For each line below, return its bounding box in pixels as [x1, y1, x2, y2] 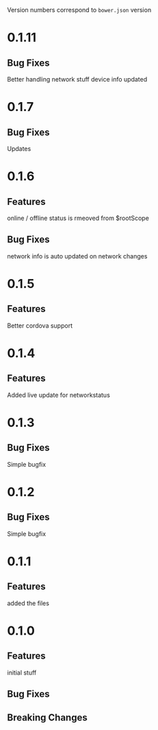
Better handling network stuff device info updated [7, 75, 148, 83]
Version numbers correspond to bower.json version [7, 6, 152, 14]
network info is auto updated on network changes [7, 252, 148, 260]
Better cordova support [7, 321, 73, 330]
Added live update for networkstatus [7, 391, 111, 399]
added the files [7, 599, 50, 607]
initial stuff [7, 668, 37, 677]
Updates [7, 145, 31, 153]
